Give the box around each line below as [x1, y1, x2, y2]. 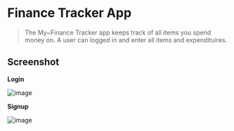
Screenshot [7, 56, 60, 68]
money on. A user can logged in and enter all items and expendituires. [24, 35, 228, 44]
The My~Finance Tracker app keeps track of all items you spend [24, 28, 212, 37]
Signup [7, 102, 30, 111]
